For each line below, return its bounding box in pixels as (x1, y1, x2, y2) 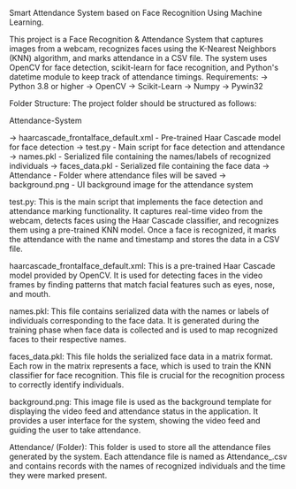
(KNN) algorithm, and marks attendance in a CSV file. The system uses (9, 53, 268, 63)
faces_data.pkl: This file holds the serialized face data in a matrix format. (9, 351, 274, 362)
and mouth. (9, 289, 51, 299)
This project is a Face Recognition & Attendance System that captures (9, 34, 263, 44)
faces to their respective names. (9, 334, 126, 344)
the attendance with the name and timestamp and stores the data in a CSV (9, 234, 280, 244)
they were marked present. (9, 470, 108, 480)
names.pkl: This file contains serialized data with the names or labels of (9, 306, 269, 317)
